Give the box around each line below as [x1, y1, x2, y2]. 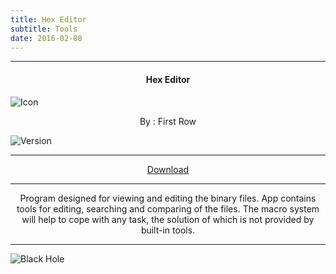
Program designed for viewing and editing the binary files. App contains [19, 192, 317, 204]
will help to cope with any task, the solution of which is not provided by [21, 213, 315, 225]
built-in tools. [140, 224, 196, 236]
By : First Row [139, 115, 197, 127]
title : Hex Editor [10, 14, 87, 25]
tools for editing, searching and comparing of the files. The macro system [16, 202, 320, 215]
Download [146, 163, 190, 175]
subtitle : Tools [10, 24, 78, 34]
